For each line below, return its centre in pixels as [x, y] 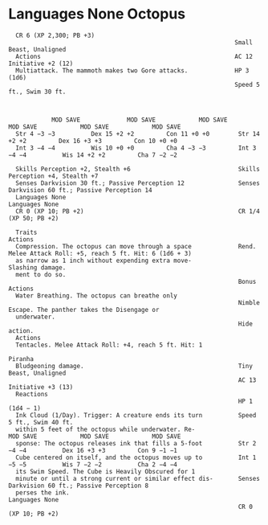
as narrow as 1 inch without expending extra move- [104, 260]
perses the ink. [43, 492]
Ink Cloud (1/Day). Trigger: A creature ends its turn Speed [136, 415]
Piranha [21, 359]
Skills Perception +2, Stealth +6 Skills [138, 169]
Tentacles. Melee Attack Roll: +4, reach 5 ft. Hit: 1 [109, 345]
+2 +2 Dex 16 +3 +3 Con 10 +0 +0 [93, 141]
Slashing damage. [37, 267]
